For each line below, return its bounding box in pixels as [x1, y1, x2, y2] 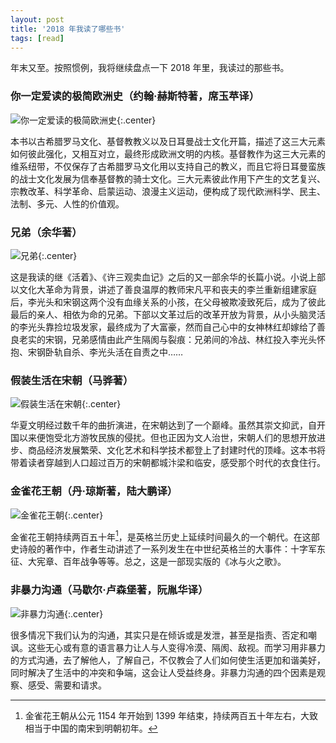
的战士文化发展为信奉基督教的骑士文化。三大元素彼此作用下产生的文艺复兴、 [10, 172, 326, 185]
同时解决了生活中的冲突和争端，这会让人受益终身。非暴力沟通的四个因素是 [10, 666, 317, 678]
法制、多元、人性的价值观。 [10, 197, 125, 210]
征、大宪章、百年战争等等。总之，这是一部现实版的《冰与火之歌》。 [10, 556, 287, 568]
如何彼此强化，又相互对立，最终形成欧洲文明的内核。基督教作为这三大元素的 [10, 147, 326, 160]
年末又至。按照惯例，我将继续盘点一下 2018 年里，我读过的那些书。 [10, 62, 290, 74]
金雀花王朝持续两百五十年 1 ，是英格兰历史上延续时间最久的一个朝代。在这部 [10, 529, 320, 543]
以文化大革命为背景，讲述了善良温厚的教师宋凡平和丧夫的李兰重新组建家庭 [10, 283, 317, 295]
